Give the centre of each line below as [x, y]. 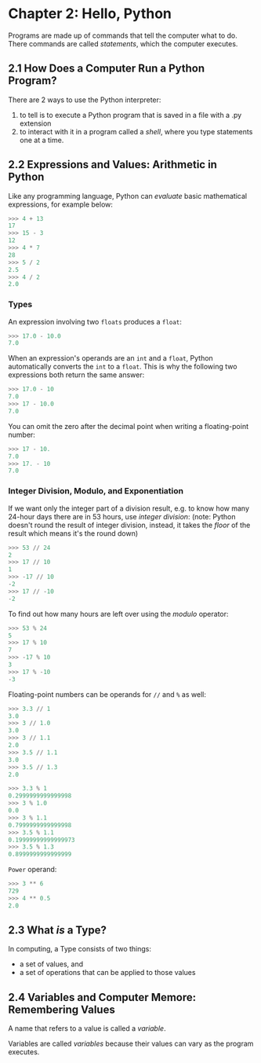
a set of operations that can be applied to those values [107, 973]
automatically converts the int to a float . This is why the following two [123, 367]
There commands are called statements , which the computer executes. [123, 43]
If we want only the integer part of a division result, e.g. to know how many [129, 508]
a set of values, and [51, 964]
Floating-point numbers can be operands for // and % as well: [107, 694]
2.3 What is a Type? [58, 931]
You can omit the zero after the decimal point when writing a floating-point [129, 426]
